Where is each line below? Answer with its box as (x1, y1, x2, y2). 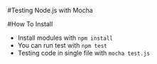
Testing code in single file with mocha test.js (17, 49, 151, 57)
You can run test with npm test (17, 41, 108, 49)
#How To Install (7, 20, 53, 28)
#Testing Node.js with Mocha (7, 6, 94, 14)
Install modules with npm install (17, 33, 114, 42)
